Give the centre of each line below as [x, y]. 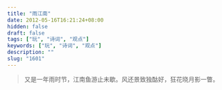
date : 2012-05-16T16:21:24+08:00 [55, 20]
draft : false [26, 33]
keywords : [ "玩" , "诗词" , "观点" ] [54, 46]
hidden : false [28, 26]
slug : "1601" [26, 59]
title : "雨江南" [29, 13]
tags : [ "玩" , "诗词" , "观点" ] [48, 39]
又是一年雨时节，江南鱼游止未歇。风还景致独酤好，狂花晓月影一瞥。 [121, 79]
